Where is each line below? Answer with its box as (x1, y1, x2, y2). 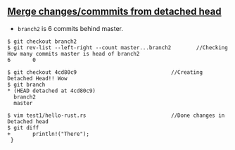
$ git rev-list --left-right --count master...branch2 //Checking (7, 44, 229, 51)
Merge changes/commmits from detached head (7, 6, 222, 18)
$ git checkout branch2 (7, 38, 77, 45)
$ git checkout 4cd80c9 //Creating (7, 68, 203, 76)
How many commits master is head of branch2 (7, 50, 140, 57)
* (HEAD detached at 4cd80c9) (7, 87, 96, 94)
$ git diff (7, 124, 39, 131)
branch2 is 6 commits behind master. (17, 24, 124, 32)
